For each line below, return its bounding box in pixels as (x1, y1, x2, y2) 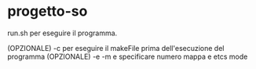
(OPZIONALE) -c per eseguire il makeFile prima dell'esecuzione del (7, 43, 225, 53)
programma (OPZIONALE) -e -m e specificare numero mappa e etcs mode (7, 52, 248, 61)
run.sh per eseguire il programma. (7, 28, 118, 38)
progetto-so (7, 2, 88, 20)
